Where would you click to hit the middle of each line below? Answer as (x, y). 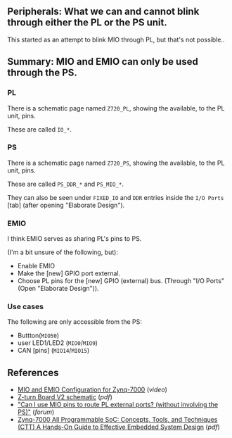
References (33, 373)
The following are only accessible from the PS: (75, 322)
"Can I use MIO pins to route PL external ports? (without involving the (118, 405)
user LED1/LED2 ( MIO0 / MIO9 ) (58, 343)
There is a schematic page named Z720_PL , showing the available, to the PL (116, 108)
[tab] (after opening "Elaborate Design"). (66, 205)
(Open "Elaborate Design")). (58, 289)
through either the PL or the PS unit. (87, 23)
